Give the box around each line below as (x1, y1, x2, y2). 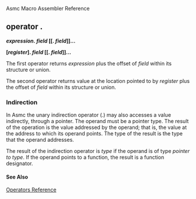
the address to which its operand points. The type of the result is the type (6, 130, 183, 137)
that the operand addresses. (6, 137, 74, 144)
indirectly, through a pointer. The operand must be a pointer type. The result (6, 118, 189, 125)
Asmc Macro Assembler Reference (6, 5, 90, 12)
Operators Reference (6, 186, 57, 193)
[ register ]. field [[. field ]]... (6, 48, 72, 55)
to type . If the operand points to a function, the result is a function (6, 154, 164, 161)
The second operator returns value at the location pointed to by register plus (6, 77, 190, 84)
